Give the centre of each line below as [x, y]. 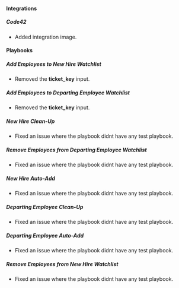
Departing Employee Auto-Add [45, 235]
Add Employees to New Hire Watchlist [54, 64]
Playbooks [20, 50]
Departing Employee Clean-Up [45, 207]
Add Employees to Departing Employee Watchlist [68, 93]
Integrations [22, 8]
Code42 [16, 22]
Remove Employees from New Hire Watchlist [62, 264]
